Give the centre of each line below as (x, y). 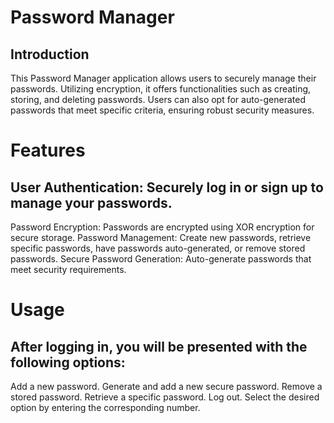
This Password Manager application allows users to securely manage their (163, 78)
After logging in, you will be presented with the (159, 346)
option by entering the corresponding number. (105, 407)
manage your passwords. (91, 202)
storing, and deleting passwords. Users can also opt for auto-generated (158, 99)
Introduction (50, 54)
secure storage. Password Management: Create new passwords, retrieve (161, 237)
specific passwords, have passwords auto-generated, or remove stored (158, 248)
